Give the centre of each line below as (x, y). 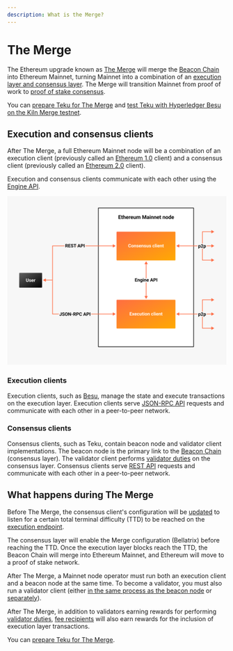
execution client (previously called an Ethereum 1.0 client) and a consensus (115, 158)
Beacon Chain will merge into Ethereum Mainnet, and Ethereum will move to (116, 555)
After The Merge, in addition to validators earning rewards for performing (112, 611)
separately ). (24, 597)
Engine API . (24, 186)
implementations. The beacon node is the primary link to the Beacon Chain (114, 451)
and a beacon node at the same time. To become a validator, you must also (115, 583)
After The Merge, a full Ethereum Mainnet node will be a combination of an (114, 151)
